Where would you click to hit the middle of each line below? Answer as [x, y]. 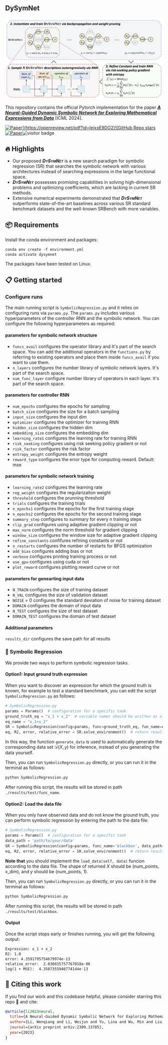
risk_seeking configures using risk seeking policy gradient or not [79, 443]
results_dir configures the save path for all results [58, 639]
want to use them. [31, 362]
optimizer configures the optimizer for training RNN [65, 422]
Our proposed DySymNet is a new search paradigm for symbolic [78, 161]
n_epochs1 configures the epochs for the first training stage [73, 509]
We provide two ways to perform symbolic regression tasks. [67, 662]
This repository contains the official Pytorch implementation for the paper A [83, 108]
